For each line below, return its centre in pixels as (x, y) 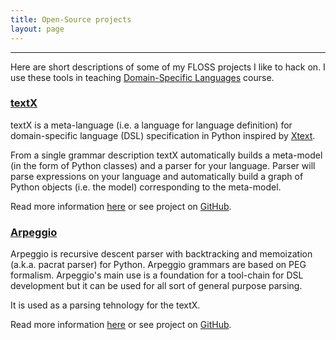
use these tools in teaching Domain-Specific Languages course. (142, 77)
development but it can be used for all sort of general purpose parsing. (156, 286)
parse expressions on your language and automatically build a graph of (157, 176)
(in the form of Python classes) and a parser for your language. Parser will (163, 165)
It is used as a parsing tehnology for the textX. (105, 305)
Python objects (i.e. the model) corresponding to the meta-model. (146, 187)
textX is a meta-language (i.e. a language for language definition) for (151, 125)
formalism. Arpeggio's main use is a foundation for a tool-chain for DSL (157, 275)
